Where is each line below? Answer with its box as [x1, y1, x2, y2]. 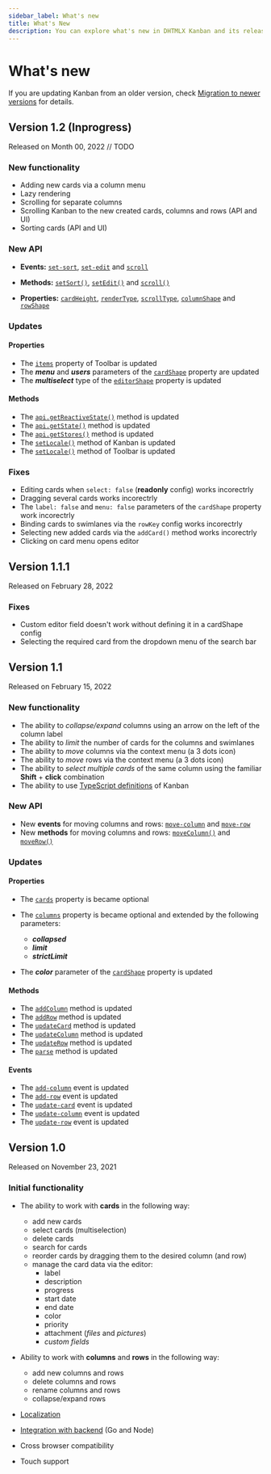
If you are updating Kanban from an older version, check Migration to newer [8, 88, 261, 98]
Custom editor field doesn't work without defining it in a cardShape [19, 620, 244, 630]
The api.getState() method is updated [19, 421, 151, 431]
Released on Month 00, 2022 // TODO [8, 142, 135, 152]
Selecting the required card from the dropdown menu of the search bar [19, 637, 256, 646]
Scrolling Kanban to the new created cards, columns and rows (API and [19, 206, 257, 216]
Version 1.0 [8, 1140, 66, 1154]
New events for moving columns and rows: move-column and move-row [19, 819, 251, 828]
